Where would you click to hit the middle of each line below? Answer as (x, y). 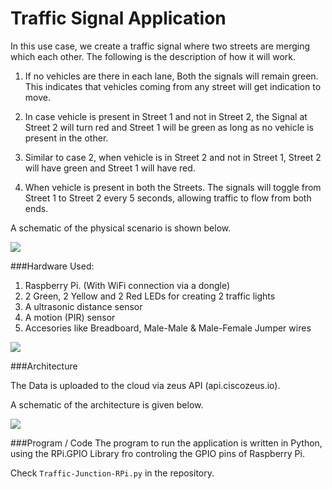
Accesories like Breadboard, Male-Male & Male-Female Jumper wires (168, 328)
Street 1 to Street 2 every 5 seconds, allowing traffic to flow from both (168, 198)
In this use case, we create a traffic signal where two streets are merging (160, 46)
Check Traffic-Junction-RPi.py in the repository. (112, 473)
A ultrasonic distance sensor (83, 306)
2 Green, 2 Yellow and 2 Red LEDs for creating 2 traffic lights (150, 296)
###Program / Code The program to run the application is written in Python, (166, 443)
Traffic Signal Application (118, 18)
